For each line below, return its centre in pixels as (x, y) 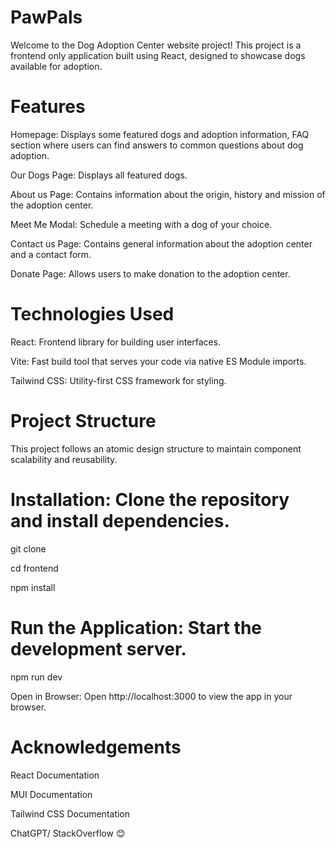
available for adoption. (56, 66)
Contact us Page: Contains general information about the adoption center (161, 243)
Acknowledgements (96, 747)
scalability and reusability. (64, 459)
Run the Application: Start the (136, 627)
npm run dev (36, 677)
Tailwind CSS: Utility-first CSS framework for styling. (118, 380)
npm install (33, 587)
